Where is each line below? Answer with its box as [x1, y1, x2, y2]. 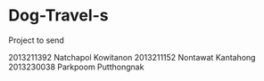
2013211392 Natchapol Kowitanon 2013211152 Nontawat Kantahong [8, 52, 256, 62]
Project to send [8, 35, 64, 45]
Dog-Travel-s [8, 5, 109, 26]
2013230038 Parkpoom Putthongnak [8, 61, 144, 72]
